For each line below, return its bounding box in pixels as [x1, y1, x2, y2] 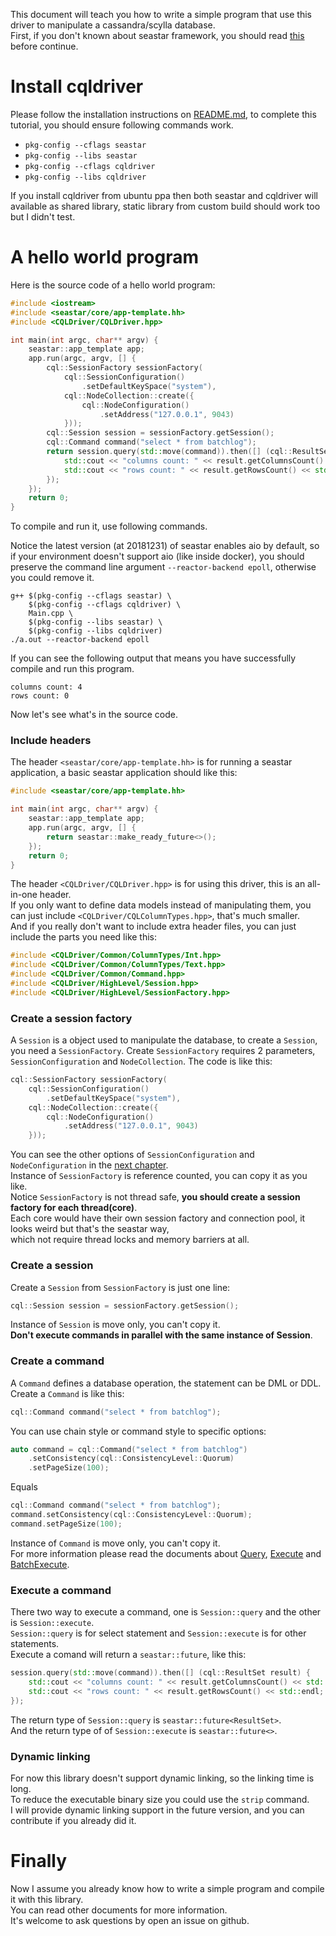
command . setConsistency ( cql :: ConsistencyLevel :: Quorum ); [10, 1510, 253, 1520]
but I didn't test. [10, 210, 76, 223]
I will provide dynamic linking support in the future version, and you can [10, 1804, 305, 1816]
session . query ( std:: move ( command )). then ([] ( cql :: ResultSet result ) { [10, 1668, 311, 1678]
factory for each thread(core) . [10, 1202, 138, 1214]
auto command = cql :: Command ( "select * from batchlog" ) [10, 1444, 248, 1454]
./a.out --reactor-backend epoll [10, 635, 150, 645]
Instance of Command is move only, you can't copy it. [10, 1537, 221, 1549]
